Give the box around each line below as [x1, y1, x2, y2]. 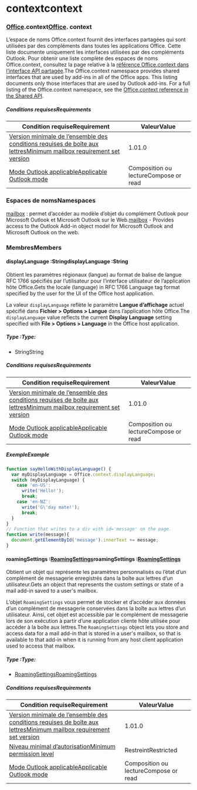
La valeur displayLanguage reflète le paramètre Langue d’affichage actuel [6, 301, 185, 308]
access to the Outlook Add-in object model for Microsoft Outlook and [6, 223, 174, 230]
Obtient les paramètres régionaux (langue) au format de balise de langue [6, 271, 182, 278]
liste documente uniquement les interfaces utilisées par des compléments [6, 49, 185, 56]
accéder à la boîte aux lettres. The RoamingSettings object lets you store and [6, 623, 189, 631]
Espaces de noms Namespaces [6, 197, 96, 205]
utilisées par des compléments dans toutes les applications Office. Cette [6, 42, 181, 49]
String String [14, 348, 44, 355]
